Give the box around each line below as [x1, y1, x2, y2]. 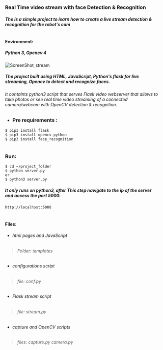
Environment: [5, 38, 33, 44]
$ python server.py [5, 169, 45, 174]
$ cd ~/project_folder [5, 164, 52, 169]
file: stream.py [17, 309, 47, 315]
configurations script [12, 263, 55, 269]
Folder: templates [17, 248, 53, 254]
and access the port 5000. [5, 192, 61, 198]
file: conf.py [17, 278, 42, 284]
